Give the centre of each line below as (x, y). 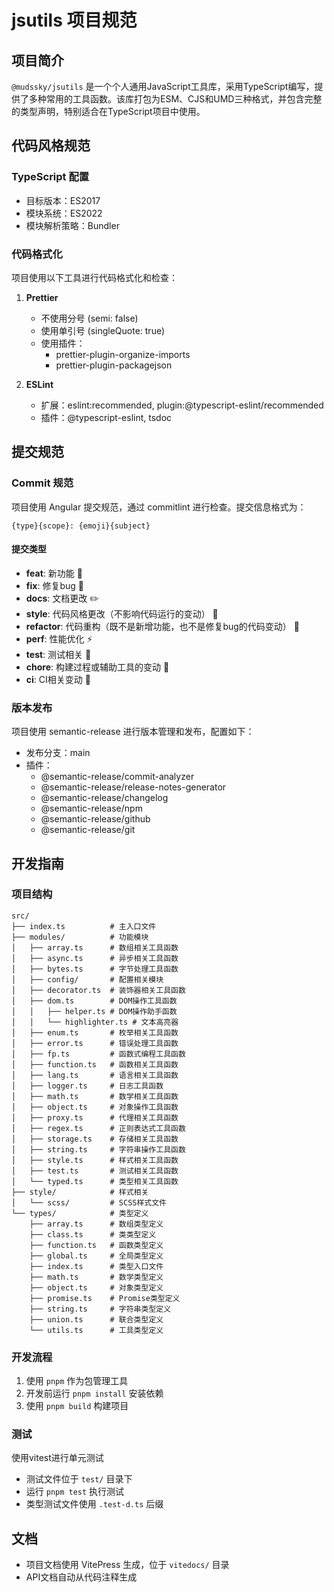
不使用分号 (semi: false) (89, 318)
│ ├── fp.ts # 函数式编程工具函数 (98, 1054)
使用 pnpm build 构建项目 (77, 1406)
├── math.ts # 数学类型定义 (96, 1277)
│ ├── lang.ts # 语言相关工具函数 (95, 1075)
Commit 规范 (42, 483)
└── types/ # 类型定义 (80, 1213)
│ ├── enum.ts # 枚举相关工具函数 (95, 1032)
